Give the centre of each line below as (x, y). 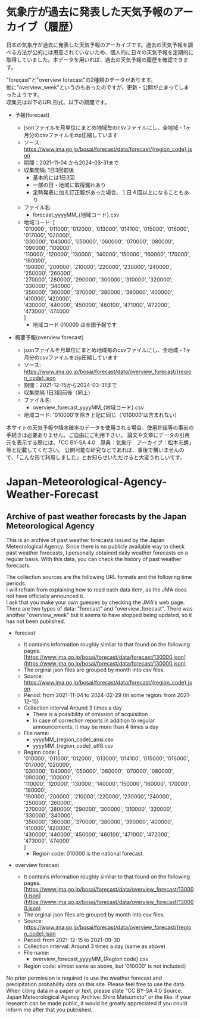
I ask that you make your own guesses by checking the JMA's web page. (96, 602)
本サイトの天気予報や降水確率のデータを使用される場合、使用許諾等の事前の (100, 428)
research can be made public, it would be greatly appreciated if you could (97, 1003)
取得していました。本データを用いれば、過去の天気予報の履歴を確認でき (95, 60)
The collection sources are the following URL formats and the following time (99, 577)
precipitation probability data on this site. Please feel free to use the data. (96, 984)
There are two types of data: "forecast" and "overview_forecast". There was (99, 608)
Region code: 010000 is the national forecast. (88, 853)
